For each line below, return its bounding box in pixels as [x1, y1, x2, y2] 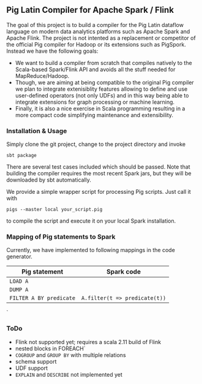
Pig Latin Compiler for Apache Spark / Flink [6, 5, 174, 15]
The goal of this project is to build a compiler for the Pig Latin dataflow [6, 21, 184, 28]
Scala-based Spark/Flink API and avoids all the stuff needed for [15, 66, 176, 73]
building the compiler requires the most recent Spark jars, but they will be [6, 170, 192, 177]
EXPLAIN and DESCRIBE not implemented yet [15, 371, 122, 378]
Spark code [106, 267, 141, 276]
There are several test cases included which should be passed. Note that [6, 163, 191, 171]
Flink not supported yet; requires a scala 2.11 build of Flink [15, 338, 161, 345]
